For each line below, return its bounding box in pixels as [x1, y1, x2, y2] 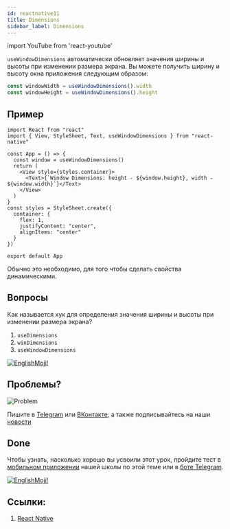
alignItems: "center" [19, 228, 81, 236]
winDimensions [16, 339, 58, 346]
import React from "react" [7, 126, 84, 133]
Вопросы [7, 292, 49, 304]
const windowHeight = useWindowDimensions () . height [7, 89, 158, 96]
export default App [7, 252, 63, 260]
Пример [7, 108, 44, 120]
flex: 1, [19, 216, 45, 223]
